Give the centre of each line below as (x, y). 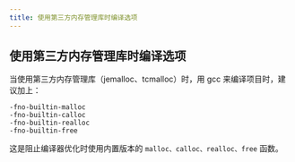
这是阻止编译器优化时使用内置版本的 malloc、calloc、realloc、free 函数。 (147, 149)
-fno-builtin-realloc (50, 123)
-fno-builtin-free (43, 131)
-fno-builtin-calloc (48, 115)
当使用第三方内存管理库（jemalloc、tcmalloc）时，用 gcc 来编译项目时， (144, 79)
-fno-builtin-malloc (48, 107)
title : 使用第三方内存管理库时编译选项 (74, 17)
